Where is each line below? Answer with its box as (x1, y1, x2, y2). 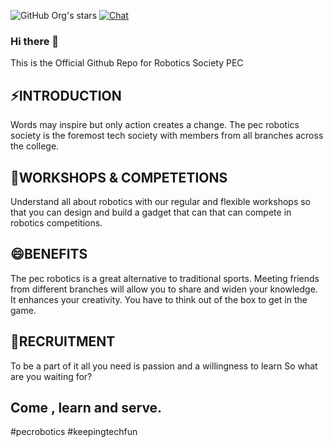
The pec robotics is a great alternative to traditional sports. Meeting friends (10, 272, 320, 284)
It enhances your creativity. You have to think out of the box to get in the (10, 293, 308, 305)
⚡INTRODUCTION (10, 87, 122, 104)
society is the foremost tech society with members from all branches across (10, 130, 324, 142)
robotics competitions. (10, 216, 103, 229)
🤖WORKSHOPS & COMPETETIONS (10, 169, 228, 186)
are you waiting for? (10, 370, 93, 382)
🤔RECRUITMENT (10, 333, 116, 350)
